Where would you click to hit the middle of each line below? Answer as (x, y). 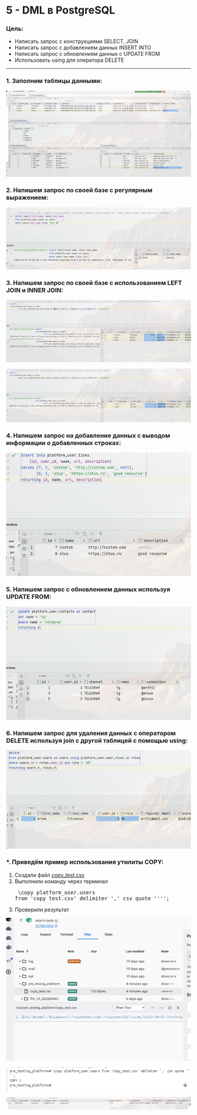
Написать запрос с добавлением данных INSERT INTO (83, 48)
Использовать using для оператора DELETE (69, 60)
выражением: (27, 198)
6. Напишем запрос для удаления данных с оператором (91, 733)
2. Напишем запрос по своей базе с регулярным (79, 190)
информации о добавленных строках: (64, 443)
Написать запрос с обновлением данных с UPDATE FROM (87, 54)
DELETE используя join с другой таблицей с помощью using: (97, 741)
